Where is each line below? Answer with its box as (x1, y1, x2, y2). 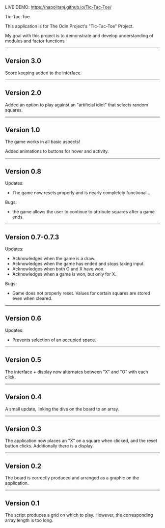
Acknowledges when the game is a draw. (12, 256, 96, 262)
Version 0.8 (5, 167, 42, 176)
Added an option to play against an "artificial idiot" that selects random (5, 102, 148, 108)
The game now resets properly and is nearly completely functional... (12, 190, 151, 196)
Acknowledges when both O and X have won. (12, 266, 105, 272)
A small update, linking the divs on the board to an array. (5, 406, 119, 412)
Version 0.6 (5, 314, 42, 323)
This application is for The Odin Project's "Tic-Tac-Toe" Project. (5, 23, 134, 29)
